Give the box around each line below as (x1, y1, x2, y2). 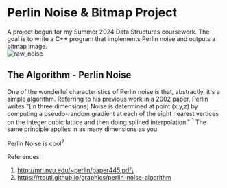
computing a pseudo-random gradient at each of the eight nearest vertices (7, 109, 219, 117)
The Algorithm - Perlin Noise (7, 69, 132, 81)
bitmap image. (7, 42, 48, 50)
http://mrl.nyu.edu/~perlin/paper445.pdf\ (16, 166, 134, 174)
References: (7, 153, 41, 161)
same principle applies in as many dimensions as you (7, 125, 158, 133)
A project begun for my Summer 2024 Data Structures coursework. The (7, 27, 210, 36)
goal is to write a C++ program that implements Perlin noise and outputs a (7, 34, 216, 43)
